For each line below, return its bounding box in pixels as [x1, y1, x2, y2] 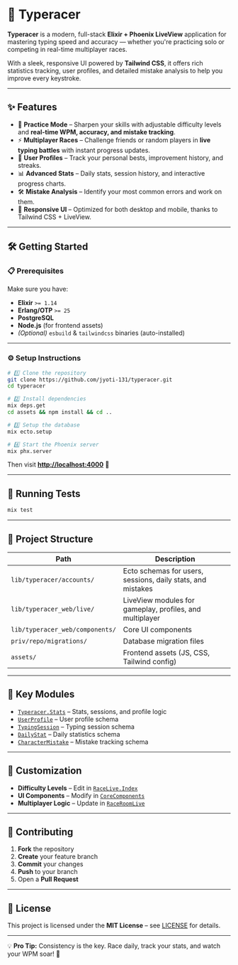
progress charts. [17, 179, 66, 188]
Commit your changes [17, 860, 84, 868]
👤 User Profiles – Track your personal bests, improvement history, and [17, 153, 224, 162]
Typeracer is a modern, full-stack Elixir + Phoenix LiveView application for [7, 30, 227, 38]
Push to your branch [17, 868, 78, 876]
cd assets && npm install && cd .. [7, 409, 113, 416]
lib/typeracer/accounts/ [11, 575, 95, 584]
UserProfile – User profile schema [17, 715, 119, 723]
